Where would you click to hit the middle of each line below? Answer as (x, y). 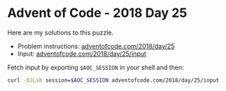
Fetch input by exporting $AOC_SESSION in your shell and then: (96, 67)
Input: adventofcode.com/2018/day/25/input (82, 54)
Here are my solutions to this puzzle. (61, 32)
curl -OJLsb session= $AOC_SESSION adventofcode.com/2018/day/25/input (113, 80)
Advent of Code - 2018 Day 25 (97, 13)
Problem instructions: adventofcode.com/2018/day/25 (96, 46)
